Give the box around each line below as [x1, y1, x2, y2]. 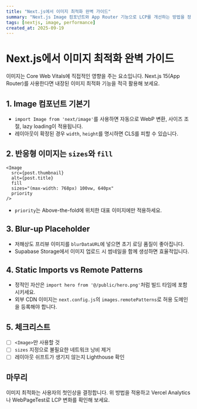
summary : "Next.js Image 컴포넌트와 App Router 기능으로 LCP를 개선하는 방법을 [6, 14, 185, 20]
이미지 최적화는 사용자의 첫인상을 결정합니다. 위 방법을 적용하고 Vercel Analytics [6, 389, 191, 396]
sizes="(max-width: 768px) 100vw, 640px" [11, 185, 114, 191]
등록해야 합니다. [21, 303, 57, 310]
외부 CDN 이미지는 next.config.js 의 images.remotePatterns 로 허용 [14, 296, 173, 303]
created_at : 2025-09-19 [6, 25, 64, 31]
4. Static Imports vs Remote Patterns [6, 265, 143, 275]
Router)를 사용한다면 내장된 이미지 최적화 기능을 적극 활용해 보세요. [6, 80, 160, 87]
